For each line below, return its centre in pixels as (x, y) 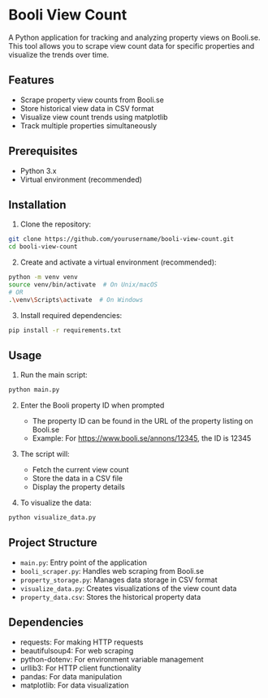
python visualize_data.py (52, 518)
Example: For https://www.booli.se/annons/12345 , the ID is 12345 (142, 438)
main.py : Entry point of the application (84, 562)
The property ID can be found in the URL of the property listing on (143, 421)
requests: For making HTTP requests (82, 642)
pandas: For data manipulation (71, 676)
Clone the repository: (56, 224)
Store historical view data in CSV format (87, 108)
